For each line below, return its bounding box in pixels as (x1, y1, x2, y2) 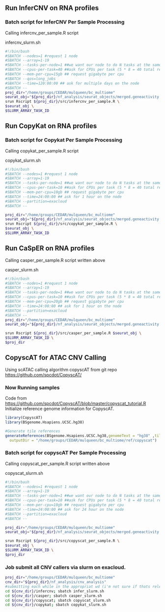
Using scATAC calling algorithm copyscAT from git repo (5, 366, 117, 373)
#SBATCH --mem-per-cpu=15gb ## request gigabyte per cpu (5, 72, 124, 77)
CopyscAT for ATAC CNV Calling (5, 353, 107, 362)
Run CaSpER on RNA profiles (5, 244, 95, 253)
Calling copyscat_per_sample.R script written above (5, 461, 110, 466)
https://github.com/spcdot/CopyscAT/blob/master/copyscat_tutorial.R (5, 401, 146, 407)
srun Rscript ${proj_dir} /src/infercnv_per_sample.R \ (5, 99, 120, 104)
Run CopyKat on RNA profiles (5, 122, 97, 130)
